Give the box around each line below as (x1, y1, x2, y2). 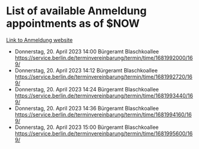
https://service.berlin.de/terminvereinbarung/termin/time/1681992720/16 (14, 73, 193, 80)
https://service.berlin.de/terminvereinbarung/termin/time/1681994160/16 (14, 111, 192, 118)
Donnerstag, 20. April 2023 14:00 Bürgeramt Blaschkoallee (14, 47, 159, 55)
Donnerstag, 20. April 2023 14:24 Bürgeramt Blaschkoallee (14, 85, 159, 93)
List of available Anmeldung (6, 4, 147, 18)
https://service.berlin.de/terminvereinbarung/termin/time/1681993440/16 (14, 92, 193, 99)
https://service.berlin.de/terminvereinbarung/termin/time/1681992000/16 (14, 54, 193, 61)
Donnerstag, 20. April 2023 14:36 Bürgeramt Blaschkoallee (14, 104, 159, 112)
